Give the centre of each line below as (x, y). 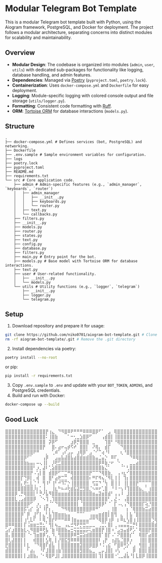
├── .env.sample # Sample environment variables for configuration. (76, 154)
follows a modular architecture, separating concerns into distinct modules (79, 32)
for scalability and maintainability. (38, 37)
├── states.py (28, 236)
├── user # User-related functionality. (55, 274)
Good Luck (22, 420)
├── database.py (30, 248)
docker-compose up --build (32, 404)
